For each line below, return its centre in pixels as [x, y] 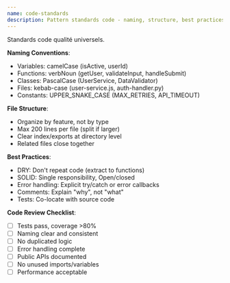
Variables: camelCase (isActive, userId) [73, 66]
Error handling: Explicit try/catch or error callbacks [88, 184]
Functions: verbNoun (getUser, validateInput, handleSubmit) [102, 73]
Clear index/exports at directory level [69, 136]
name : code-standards [38, 13]
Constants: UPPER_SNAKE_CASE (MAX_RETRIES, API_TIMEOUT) [108, 95]
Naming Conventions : [39, 53]
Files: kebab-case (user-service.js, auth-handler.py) [90, 88]
